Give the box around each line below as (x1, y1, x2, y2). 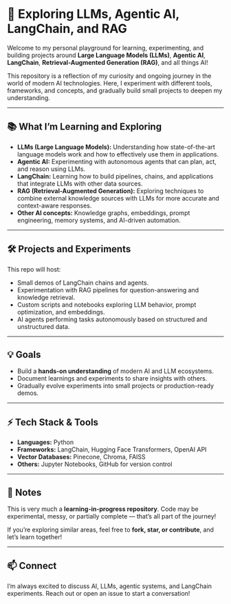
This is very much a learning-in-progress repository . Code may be (7, 505, 199, 513)
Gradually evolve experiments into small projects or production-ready (16, 382, 214, 390)
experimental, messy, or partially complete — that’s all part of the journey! (7, 512, 217, 520)
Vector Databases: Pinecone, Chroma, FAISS (16, 453, 146, 461)
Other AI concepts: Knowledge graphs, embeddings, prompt (16, 208, 190, 217)
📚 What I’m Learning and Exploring (7, 121, 162, 133)
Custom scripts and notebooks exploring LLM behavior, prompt (16, 300, 197, 309)
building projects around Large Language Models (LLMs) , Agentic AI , (7, 51, 206, 59)
